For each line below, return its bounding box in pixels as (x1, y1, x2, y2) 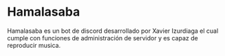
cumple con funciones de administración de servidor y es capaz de (7, 33, 198, 42)
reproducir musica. (7, 41, 61, 49)
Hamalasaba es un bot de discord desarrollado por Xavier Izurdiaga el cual (7, 27, 219, 35)
